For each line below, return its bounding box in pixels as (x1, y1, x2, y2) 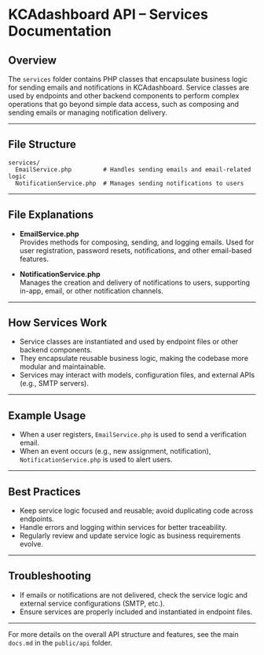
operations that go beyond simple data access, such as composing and (8, 100, 240, 109)
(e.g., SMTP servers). (19, 379, 89, 388)
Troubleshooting (8, 569, 92, 583)
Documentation (8, 22, 112, 40)
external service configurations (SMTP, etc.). (19, 598, 165, 608)
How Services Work (8, 316, 108, 329)
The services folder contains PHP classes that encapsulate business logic (8, 75, 248, 83)
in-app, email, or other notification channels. (19, 285, 163, 296)
